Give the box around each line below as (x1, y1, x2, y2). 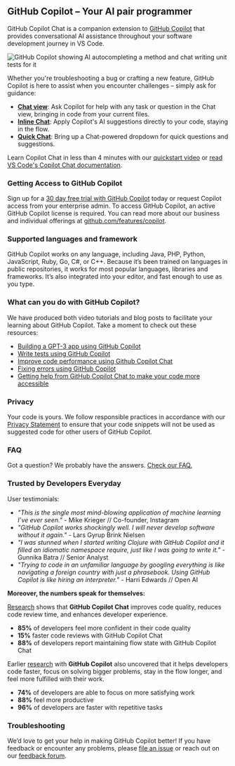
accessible (17, 379, 49, 388)
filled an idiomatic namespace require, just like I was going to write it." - (17, 546, 226, 554)
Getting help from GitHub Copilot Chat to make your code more (17, 371, 201, 380)
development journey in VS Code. (7, 39, 105, 48)
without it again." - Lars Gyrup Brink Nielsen (17, 530, 145, 539)
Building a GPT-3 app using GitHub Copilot (17, 342, 142, 350)
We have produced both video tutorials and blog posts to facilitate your (7, 313, 213, 322)
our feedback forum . (7, 751, 67, 760)
